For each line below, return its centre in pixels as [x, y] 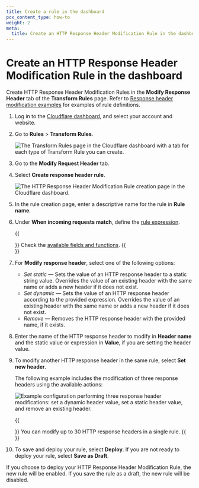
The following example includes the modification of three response [96, 378]
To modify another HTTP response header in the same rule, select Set [100, 360]
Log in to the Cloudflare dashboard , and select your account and [94, 116]
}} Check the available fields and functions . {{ [70, 245]
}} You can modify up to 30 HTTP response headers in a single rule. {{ [100, 432]
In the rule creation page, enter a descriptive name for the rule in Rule [100, 204]
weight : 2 [18, 23]
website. [25, 123]
